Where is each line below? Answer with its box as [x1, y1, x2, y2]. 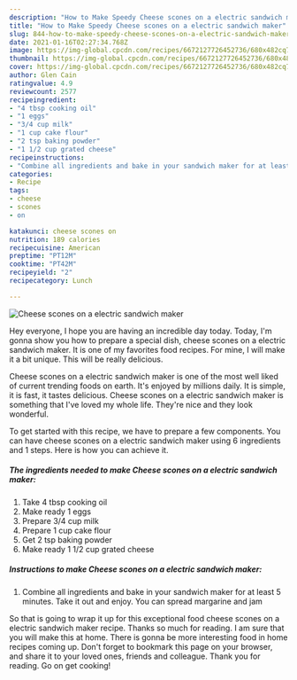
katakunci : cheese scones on [9, 227, 117, 236]
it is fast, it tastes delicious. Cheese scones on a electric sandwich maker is [9, 389, 285, 400]
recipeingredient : [9, 95, 77, 105]
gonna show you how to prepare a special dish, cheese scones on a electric [9, 334, 286, 346]
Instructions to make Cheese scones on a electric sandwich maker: [9, 564, 263, 574]
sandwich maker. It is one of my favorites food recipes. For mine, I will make [9, 344, 286, 355]
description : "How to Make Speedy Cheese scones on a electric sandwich [9, 12, 283, 22]
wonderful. [9, 409, 49, 419]
